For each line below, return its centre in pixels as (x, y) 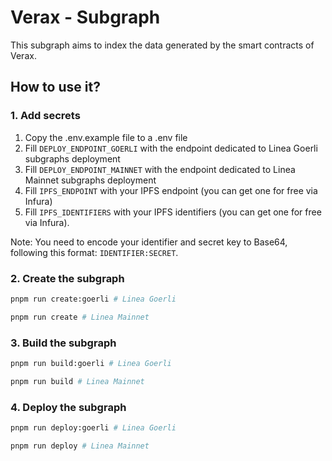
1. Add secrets (45, 116)
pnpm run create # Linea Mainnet (80, 317)
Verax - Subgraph (85, 17)
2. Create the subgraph (67, 278)
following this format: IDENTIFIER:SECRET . (94, 252)
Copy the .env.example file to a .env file (106, 137)
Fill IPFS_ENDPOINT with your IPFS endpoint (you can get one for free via (171, 190)
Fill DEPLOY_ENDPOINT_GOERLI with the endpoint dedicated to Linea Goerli (171, 148)
